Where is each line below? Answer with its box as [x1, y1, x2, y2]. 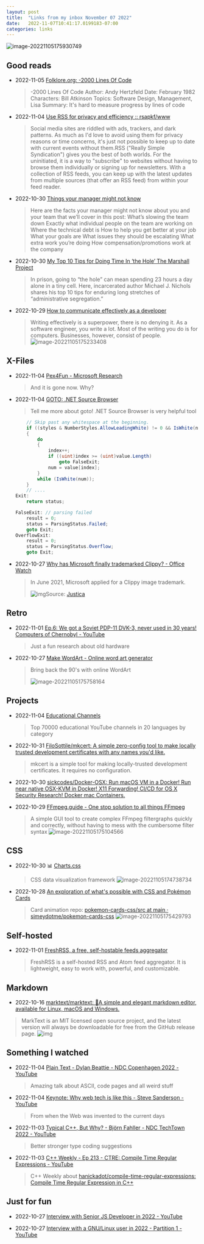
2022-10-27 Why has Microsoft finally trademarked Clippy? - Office [15, 560, 185, 567]
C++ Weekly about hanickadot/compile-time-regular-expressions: [30, 1172, 196, 1179]
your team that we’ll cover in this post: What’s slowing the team [30, 213, 189, 221]
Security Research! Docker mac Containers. [15, 791, 125, 798]
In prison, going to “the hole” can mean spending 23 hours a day [30, 275, 193, 283]
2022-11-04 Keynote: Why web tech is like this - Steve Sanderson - [15, 1093, 185, 1101]
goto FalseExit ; [58, 459, 100, 465]
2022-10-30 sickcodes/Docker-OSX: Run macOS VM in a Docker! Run [15, 778, 191, 786]
